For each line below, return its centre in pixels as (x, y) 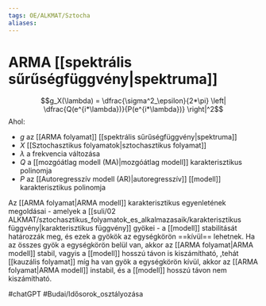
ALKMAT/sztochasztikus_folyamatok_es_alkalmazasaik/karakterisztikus (125, 220)
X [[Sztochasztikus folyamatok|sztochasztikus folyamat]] (113, 145)
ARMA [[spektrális (70, 62)
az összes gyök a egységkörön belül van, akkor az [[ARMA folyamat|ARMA (131, 245)
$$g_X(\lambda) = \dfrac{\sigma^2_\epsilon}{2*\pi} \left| (133, 101)
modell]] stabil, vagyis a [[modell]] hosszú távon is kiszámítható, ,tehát (123, 254)
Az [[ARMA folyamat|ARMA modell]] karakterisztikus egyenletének (117, 203)
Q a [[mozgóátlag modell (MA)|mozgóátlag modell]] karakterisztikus (131, 163)
